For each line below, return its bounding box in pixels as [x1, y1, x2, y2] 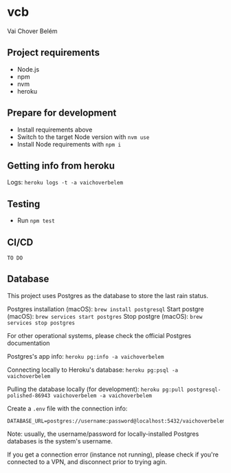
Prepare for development [7, 107, 117, 119]
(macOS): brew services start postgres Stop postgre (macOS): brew [7, 312, 203, 320]
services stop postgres [7, 319, 76, 326]
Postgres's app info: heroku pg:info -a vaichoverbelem [7, 352, 164, 360]
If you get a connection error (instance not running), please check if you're [7, 450, 219, 459]
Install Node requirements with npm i [16, 140, 122, 148]
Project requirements [7, 47, 100, 59]
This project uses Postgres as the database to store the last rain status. [7, 291, 208, 299]
